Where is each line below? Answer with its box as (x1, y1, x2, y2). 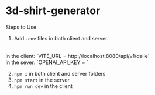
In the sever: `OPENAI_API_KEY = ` (5, 59, 89, 66)
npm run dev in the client (13, 82, 73, 89)
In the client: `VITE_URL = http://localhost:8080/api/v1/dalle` (5, 52, 150, 59)
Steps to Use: (5, 23, 39, 30)
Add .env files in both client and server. (13, 35, 109, 42)
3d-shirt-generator (5, 4, 101, 18)
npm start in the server (13, 76, 70, 83)
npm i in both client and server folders (13, 70, 106, 77)
